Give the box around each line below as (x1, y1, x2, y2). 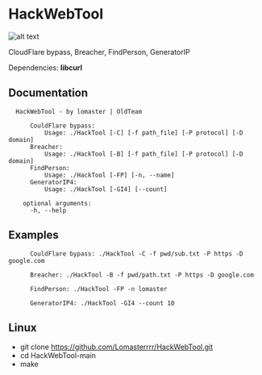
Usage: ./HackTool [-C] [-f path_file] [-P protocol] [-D (44, 128, 243, 137)
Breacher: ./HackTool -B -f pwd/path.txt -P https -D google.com (29, 271, 254, 279)
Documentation (8, 86, 89, 100)
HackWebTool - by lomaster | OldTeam (15, 107, 143, 115)
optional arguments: (23, 199, 92, 207)
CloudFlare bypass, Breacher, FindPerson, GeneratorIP (8, 47, 191, 56)
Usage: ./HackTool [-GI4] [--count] (44, 185, 168, 194)
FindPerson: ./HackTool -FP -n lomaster (29, 285, 168, 293)
